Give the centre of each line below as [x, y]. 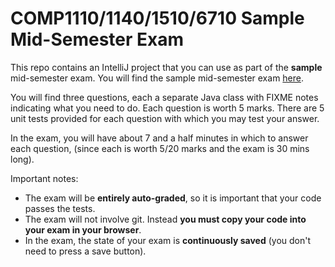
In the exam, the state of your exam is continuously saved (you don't [168, 240]
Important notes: [44, 178]
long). [22, 159]
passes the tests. [60, 208]
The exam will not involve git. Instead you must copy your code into [165, 219]
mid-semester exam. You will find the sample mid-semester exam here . [157, 78]
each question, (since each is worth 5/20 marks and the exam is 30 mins [160, 148]
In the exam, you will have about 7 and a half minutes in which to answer [159, 138]
